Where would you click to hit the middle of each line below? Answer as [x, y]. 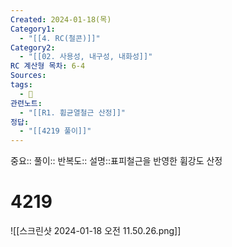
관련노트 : [26, 103]
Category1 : [33, 29]
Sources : [28, 76]
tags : [21, 85]
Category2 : [33, 47]
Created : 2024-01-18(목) [61, 19]
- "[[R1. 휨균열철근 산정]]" [72, 112]
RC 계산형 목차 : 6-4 [48, 66]
